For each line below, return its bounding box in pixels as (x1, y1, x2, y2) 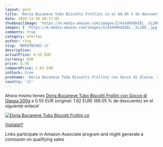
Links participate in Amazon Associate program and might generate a (5, 131, 144, 137)
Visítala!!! (5, 122, 23, 128)
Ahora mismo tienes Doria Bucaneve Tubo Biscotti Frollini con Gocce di (5, 93, 147, 98)
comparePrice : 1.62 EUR (5, 66, 53, 71)
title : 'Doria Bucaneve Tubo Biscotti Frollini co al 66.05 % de (5, 12, 140, 16)
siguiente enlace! (5, 103, 39, 109)
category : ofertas (5, 34, 42, 39)
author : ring (5, 39, 32, 44)
